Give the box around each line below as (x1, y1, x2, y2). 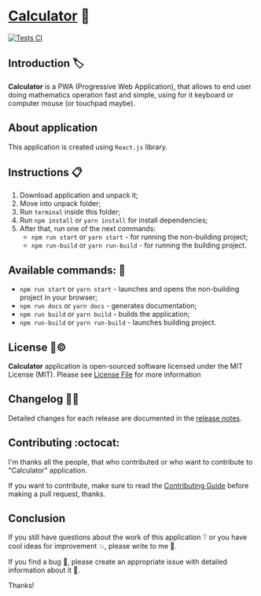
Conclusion (8, 512, 66, 525)
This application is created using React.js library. (8, 142, 167, 152)
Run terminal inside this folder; (19, 208, 120, 217)
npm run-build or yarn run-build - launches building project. (19, 318, 217, 327)
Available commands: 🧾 (8, 263, 126, 277)
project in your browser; (19, 292, 98, 302)
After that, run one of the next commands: (19, 224, 156, 234)
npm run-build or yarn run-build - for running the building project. (31, 241, 247, 250)
